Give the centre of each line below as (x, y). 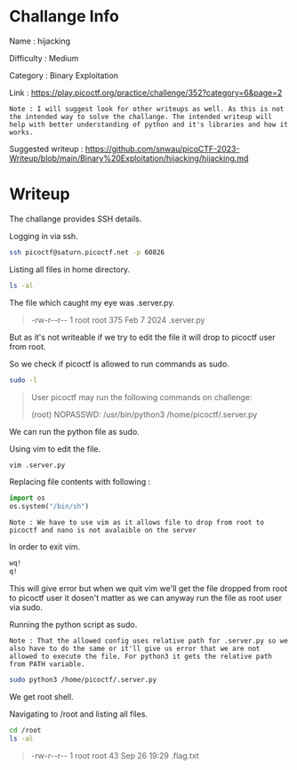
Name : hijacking (40, 41)
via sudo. (26, 607)
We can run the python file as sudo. (74, 431)
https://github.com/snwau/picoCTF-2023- (162, 148)
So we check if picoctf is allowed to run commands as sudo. (119, 364)
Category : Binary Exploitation (64, 75)
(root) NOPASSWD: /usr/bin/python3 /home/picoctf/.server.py (144, 414)
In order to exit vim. (45, 547)
